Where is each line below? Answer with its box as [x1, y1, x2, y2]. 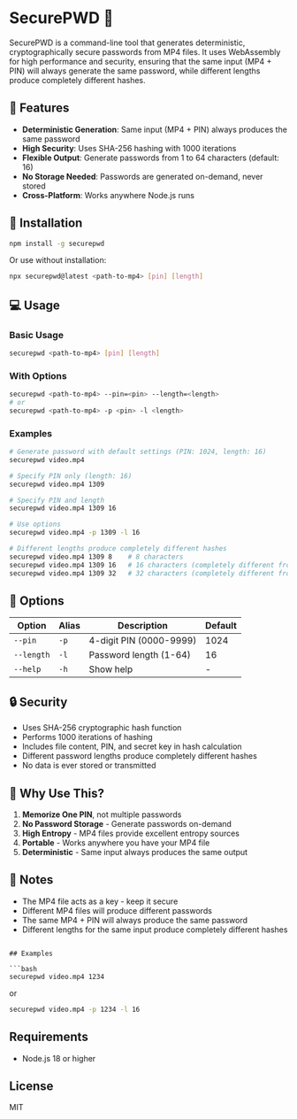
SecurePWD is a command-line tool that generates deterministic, [9, 37, 246, 48]
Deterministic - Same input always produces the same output [21, 847, 248, 858]
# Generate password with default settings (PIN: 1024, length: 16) [9, 447, 267, 457]
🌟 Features [9, 101, 70, 116]
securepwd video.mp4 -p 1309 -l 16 [9, 529, 141, 537]
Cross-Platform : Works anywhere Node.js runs [21, 189, 194, 200]
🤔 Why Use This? [9, 785, 104, 800]
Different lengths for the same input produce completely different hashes [21, 924, 288, 935]
